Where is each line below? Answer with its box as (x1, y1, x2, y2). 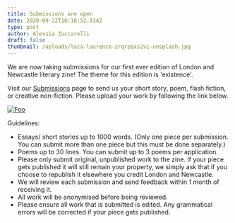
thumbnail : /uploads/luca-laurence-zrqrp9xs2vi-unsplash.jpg (7, 43, 191, 50)
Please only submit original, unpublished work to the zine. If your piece (17, 155, 224, 164)
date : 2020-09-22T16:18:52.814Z (7, 17, 102, 24)
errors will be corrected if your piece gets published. (17, 208, 171, 216)
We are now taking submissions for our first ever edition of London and (7, 63, 214, 71)
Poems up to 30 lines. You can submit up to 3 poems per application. (17, 148, 219, 156)
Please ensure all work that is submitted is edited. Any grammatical (17, 200, 213, 209)
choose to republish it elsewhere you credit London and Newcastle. (17, 171, 214, 178)
